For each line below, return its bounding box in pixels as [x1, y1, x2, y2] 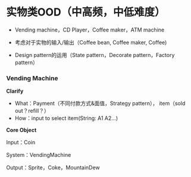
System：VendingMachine [6, 151, 71, 159]
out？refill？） [14, 108, 49, 115]
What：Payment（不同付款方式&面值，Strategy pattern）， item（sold [14, 100, 186, 107]
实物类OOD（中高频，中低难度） [6, 5, 165, 19]
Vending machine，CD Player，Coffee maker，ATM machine [14, 26, 165, 33]
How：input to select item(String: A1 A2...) [14, 115, 118, 122]
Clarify [6, 87, 24, 95]
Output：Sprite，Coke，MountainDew [6, 164, 100, 171]
